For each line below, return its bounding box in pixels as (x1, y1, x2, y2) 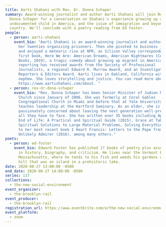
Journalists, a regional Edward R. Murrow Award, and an (18, 67, 138, 72)
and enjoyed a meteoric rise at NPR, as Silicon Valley (18, 49, 136, 54)
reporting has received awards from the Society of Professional (18, 62, 156, 67)
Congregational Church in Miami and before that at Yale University (18, 100, 163, 105)
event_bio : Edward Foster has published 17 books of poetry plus (14, 146, 152, 151)
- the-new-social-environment (9, 182, 72, 187)
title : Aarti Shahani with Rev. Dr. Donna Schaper (5, 7, 112, 12)
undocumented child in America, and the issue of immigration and (9, 21, 149, 26)
